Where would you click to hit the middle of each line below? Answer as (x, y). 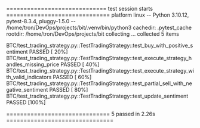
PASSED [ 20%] (48, 52)
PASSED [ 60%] (72, 77)
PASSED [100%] (26, 102)
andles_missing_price (33, 64)
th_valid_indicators (29, 77)
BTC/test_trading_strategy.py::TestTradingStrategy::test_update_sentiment (97, 96)
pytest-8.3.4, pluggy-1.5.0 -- (41, 21)
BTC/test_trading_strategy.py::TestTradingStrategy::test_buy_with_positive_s (100, 45)
